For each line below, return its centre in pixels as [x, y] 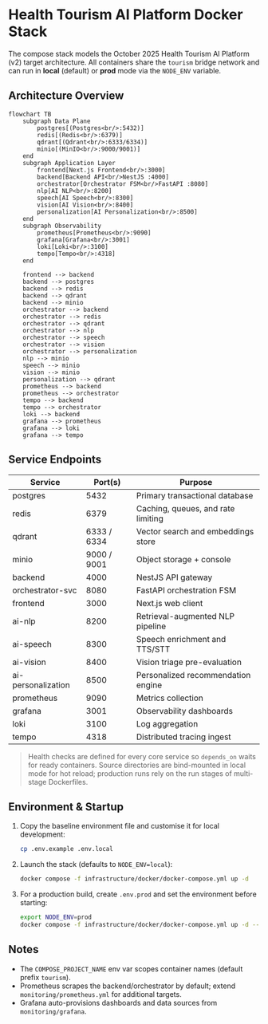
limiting [150, 518]
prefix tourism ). [45, 977]
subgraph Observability [62, 226]
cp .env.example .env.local [66, 849]
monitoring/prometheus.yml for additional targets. [100, 994]
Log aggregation [167, 723]
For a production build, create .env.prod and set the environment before [138, 894]
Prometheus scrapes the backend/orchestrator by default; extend [128, 986]
